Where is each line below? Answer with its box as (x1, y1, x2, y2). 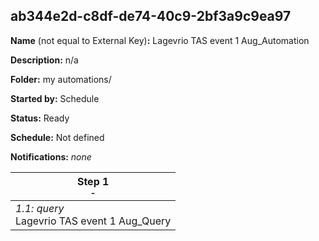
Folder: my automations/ (10, 73, 112, 85)
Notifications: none (10, 150, 92, 163)
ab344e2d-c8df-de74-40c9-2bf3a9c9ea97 (10, 8, 292, 25)
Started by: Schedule (10, 92, 100, 104)
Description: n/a (10, 54, 79, 66)
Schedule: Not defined (10, 131, 105, 143)
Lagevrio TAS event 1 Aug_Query (15, 214, 172, 228)
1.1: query (15, 201, 65, 215)
